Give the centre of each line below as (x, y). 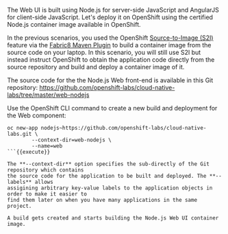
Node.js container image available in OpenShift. (74, 24)
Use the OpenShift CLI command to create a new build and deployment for (112, 108)
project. (20, 206)
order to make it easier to (47, 194)
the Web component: (37, 115)
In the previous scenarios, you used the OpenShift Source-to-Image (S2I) (110, 38)
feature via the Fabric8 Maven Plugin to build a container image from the (109, 45)
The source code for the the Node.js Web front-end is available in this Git (110, 80)
